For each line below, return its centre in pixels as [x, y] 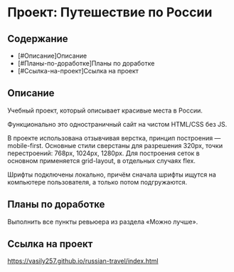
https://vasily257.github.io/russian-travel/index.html [83, 261]
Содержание [38, 39]
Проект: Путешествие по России [110, 12]
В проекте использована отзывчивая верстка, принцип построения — [114, 138]
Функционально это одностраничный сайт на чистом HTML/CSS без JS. [117, 124]
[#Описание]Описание [52, 56]
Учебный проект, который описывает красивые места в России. [105, 110]
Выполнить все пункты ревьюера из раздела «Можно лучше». [103, 221]
